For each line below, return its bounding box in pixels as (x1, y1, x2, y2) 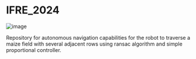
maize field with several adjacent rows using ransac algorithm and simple (6, 40, 183, 47)
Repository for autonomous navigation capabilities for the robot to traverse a (6, 34, 191, 41)
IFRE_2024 (6, 4, 60, 17)
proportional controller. (6, 46, 61, 53)
